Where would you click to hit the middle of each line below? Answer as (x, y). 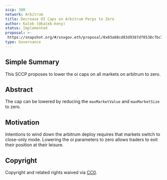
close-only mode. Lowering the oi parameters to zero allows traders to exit (82, 140)
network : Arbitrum (24, 14)
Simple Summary (32, 62)
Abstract (19, 90)
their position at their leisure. (34, 145)
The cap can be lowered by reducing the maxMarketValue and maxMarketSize (83, 102)
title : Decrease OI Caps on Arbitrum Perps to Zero (60, 19)
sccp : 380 (15, 10)
